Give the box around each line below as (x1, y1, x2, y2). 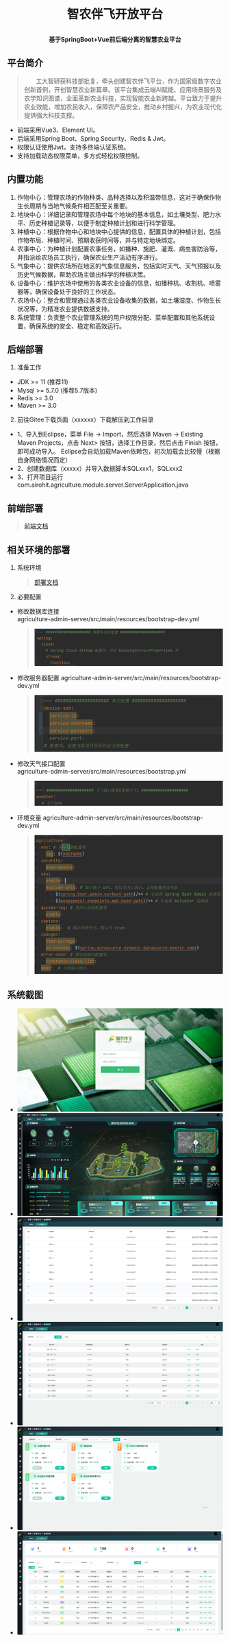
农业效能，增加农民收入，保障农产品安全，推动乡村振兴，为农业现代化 (23, 102, 222, 111)
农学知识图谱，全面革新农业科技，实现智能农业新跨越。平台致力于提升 (23, 94, 222, 102)
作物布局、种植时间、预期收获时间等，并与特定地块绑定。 (16, 235, 179, 244)
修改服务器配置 (16, 674, 60, 682)
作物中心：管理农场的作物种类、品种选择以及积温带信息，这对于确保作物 (16, 193, 221, 201)
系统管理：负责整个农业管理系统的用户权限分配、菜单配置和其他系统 (16, 313, 209, 321)
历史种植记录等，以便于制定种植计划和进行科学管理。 (29, 218, 179, 227)
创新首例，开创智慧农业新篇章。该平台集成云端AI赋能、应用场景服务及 (23, 85, 222, 93)
